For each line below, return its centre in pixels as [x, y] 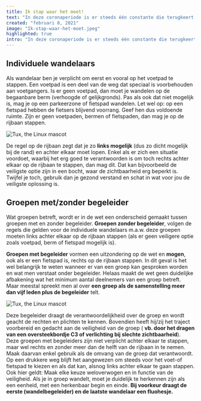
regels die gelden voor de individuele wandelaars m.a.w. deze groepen [93, 229]
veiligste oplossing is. [33, 183]
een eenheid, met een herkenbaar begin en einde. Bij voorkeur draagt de [97, 385]
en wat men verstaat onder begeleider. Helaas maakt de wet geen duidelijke [100, 273]
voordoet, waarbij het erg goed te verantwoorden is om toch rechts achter [98, 158]
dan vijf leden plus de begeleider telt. [53, 292]
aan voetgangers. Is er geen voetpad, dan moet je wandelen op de [88, 91]
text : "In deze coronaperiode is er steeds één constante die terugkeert [100, 17]
